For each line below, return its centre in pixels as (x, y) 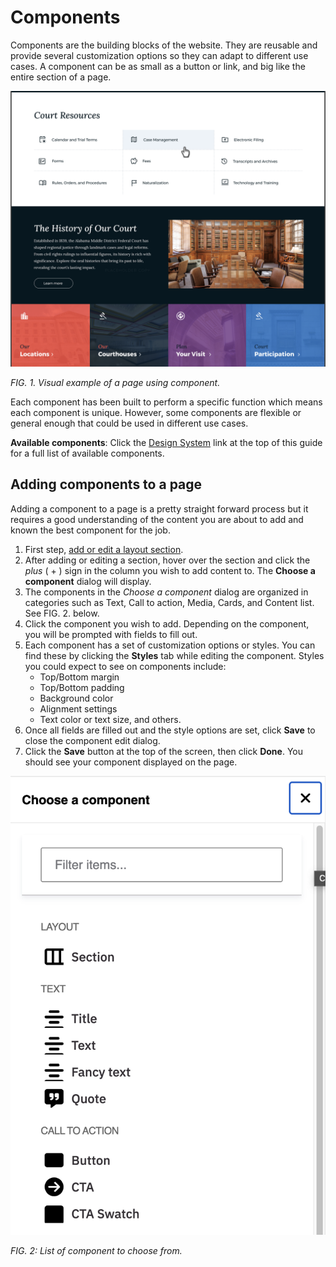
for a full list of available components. (87, 453)
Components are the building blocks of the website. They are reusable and (164, 45)
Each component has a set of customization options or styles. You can (170, 645)
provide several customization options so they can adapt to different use (159, 55)
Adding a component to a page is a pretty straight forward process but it (159, 508)
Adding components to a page (106, 484)
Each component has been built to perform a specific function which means (166, 402)
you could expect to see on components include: (125, 666)
